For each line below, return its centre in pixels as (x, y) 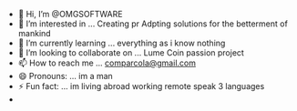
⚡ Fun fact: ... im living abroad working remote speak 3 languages (141, 86)
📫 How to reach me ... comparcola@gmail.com (107, 63)
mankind (35, 33)
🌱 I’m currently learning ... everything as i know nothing (122, 43)
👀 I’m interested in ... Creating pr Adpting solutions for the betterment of (153, 24)
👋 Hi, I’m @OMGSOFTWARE (70, 14)
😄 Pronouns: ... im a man (66, 76)
